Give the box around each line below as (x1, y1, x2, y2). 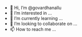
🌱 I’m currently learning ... (9, 15, 63, 21)
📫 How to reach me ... (9, 26, 56, 32)
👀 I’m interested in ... (9, 10, 52, 16)
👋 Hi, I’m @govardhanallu (9, 5, 62, 10)
